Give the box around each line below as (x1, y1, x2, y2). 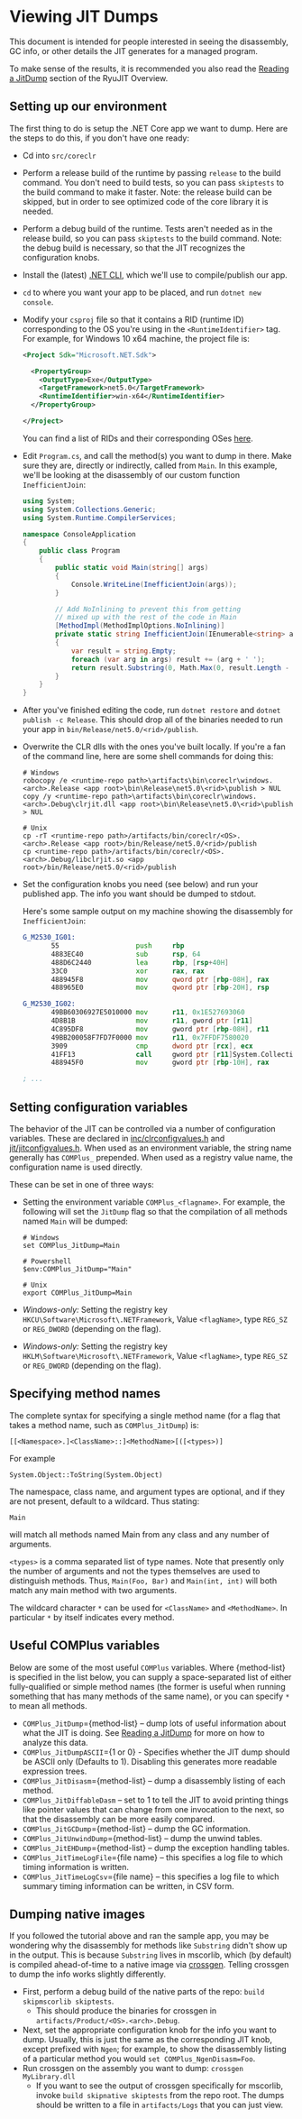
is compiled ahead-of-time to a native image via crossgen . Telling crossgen (9, 1959, 289, 1970)
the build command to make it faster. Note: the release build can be (22, 187, 272, 197)
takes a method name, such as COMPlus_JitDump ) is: (9, 1419, 200, 1430)
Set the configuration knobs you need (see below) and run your (22, 879, 259, 890)
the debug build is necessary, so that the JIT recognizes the (22, 242, 246, 253)
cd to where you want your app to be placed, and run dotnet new (22, 287, 261, 298)
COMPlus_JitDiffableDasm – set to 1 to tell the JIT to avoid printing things (22, 1794, 288, 1805)
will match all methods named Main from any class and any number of (9, 1528, 270, 1539)
